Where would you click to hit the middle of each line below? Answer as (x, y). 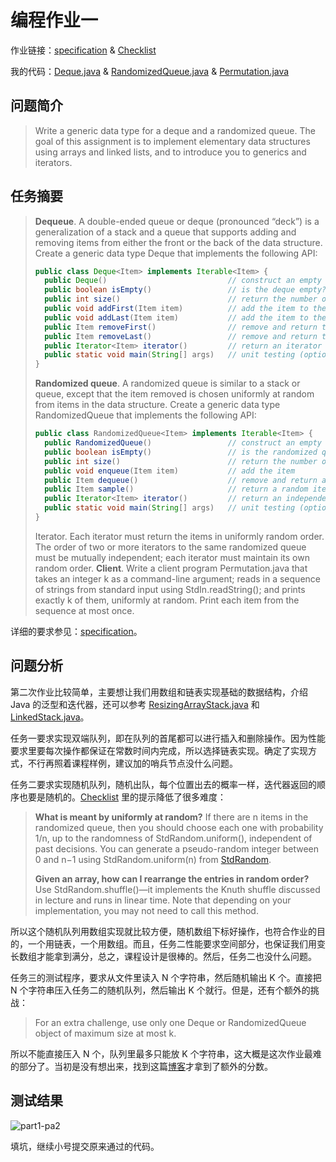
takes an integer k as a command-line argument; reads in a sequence (177, 578)
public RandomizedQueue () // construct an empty (183, 443)
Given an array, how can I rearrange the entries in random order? (172, 878)
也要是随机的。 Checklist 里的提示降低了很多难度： (122, 797)
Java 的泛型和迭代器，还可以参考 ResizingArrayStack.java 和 (135, 704)
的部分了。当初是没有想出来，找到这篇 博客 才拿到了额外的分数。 (141, 1066)
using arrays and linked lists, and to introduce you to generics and (170, 152)
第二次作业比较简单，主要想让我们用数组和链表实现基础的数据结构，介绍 (159, 692)
